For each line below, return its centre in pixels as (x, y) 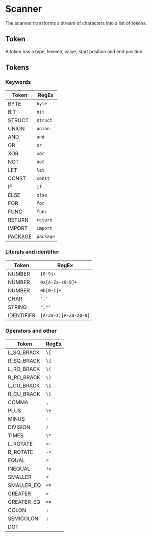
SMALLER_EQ (24, 485)
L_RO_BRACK (24, 369)
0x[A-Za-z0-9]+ (59, 282)
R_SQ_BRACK (24, 361)
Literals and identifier (32, 252)
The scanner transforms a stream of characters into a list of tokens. (76, 23)
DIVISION (19, 427)
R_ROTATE (20, 452)
